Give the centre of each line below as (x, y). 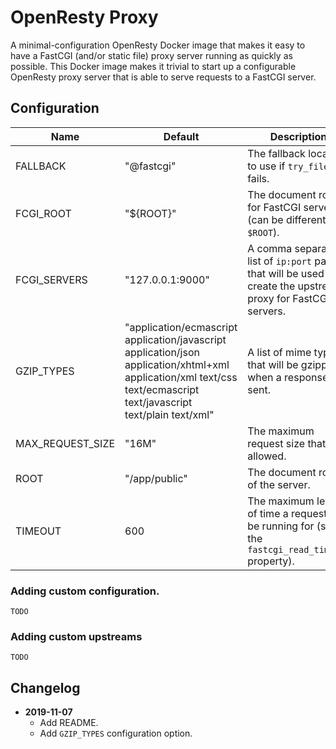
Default (181, 136)
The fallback (276, 153)
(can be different (287, 219)
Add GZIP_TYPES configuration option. (116, 733)
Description (298, 136)
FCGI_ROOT (43, 213)
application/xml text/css (181, 377)
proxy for (269, 298)
